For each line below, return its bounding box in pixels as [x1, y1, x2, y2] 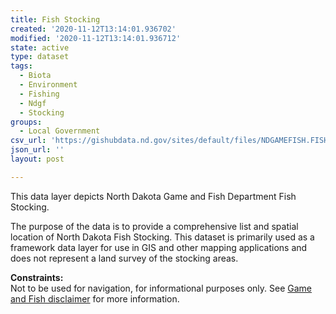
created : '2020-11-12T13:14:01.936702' [10, 24, 177, 34]
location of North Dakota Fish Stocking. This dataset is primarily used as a [10, 231, 315, 243]
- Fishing [19, 89, 60, 99]
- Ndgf [19, 98, 47, 108]
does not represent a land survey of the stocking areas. [10, 252, 239, 264]
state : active [10, 42, 70, 53]
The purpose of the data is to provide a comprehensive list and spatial [10, 220, 299, 232]
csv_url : [10, 136, 47, 146]
